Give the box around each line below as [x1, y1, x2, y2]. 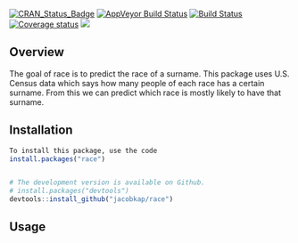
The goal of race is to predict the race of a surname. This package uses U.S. [9, 68, 290, 79]
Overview [9, 45, 65, 60]
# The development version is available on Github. [9, 178, 205, 187]
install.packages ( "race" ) [9, 154, 105, 164]
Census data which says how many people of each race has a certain [9, 77, 265, 88]
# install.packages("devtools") [9, 187, 129, 196]
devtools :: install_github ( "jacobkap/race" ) [9, 195, 174, 204]
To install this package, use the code [9, 146, 158, 155]
